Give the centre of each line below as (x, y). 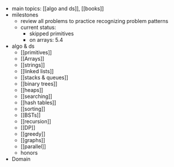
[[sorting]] (33, 109)
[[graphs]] (33, 140)
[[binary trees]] (39, 84)
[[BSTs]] (31, 115)
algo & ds (23, 46)
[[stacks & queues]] (44, 77)
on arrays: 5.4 (46, 40)
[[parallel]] (33, 146)
